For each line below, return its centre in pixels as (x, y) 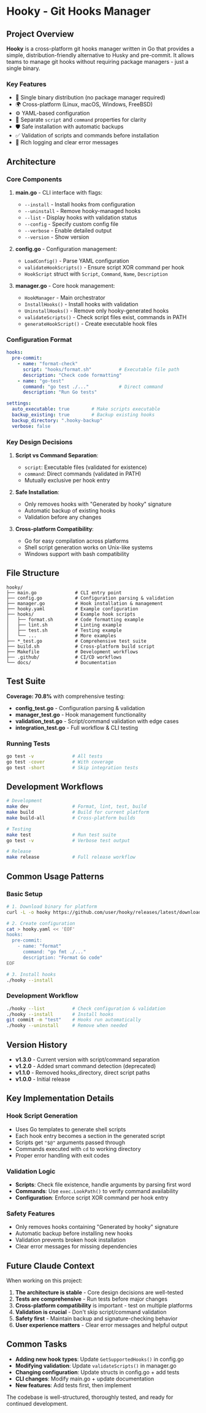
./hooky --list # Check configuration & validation (86, 1008)
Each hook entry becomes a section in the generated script (90, 1136)
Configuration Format (39, 339)
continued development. (37, 1403)
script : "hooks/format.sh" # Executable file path (101, 370)
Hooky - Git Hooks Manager (79, 11)
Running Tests (28, 743)
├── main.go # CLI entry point (64, 593)
